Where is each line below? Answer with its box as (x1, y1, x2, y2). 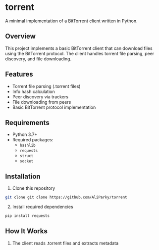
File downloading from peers (12, 99, 71, 105)
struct (19, 154, 34, 159)
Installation (5, 172, 41, 180)
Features (5, 70, 33, 79)
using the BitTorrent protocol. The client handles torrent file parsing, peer (5, 50, 155, 56)
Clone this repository (12, 185, 55, 191)
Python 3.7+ (12, 131, 38, 137)
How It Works (5, 227, 48, 236)
